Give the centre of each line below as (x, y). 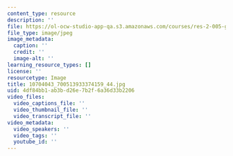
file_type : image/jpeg (40, 33)
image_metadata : (31, 39)
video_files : (26, 97)
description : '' (31, 20)
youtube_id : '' (35, 142)
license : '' (24, 71)
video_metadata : (31, 123)
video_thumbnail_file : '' (51, 110)
